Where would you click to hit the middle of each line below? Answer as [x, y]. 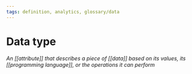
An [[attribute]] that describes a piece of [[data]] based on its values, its [96, 58]
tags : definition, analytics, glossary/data [63, 12]
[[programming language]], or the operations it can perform [81, 64]
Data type [31, 41]
